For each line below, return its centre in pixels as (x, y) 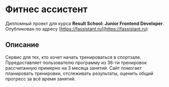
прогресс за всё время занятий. (41, 79)
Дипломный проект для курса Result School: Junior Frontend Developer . (85, 23)
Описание (22, 45)
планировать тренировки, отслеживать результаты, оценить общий (79, 73)
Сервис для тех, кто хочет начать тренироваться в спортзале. (73, 57)
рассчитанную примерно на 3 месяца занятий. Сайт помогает (74, 68)
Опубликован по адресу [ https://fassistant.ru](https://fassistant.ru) (77, 28)
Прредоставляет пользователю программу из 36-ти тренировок (76, 63)
